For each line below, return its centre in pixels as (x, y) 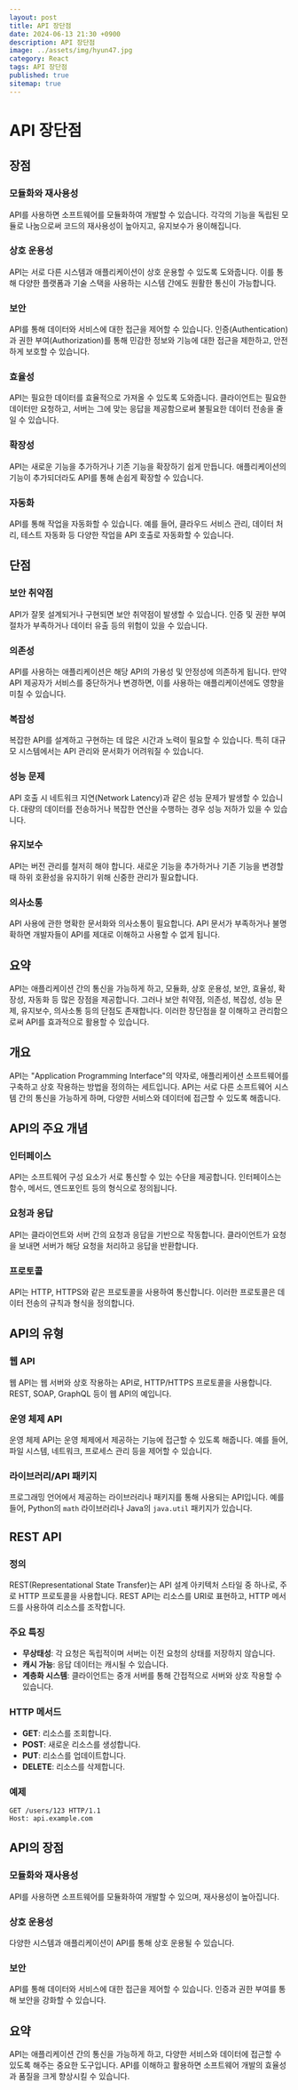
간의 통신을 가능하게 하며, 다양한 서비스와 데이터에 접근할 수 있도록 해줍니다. (149, 1097)
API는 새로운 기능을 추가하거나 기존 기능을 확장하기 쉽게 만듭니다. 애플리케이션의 (148, 466)
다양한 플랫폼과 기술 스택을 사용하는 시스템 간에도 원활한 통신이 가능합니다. (147, 283)
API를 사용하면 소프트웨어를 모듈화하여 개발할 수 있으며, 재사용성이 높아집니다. (144, 1896)
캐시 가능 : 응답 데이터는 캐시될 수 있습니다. (95, 1665)
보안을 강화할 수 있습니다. (62, 2000)
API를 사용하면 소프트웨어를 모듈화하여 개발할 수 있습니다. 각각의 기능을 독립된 (144, 214)
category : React (39, 59)
